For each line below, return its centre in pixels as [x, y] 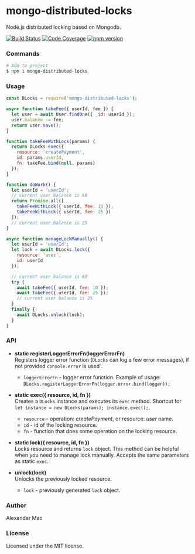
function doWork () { [31, 185]
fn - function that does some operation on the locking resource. [100, 431]
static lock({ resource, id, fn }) [52, 442]
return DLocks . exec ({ [38, 147]
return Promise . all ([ [38, 201]
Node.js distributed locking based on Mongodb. [64, 27]
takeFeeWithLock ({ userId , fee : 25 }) [64, 212]
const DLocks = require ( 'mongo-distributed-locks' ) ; [72, 98]
